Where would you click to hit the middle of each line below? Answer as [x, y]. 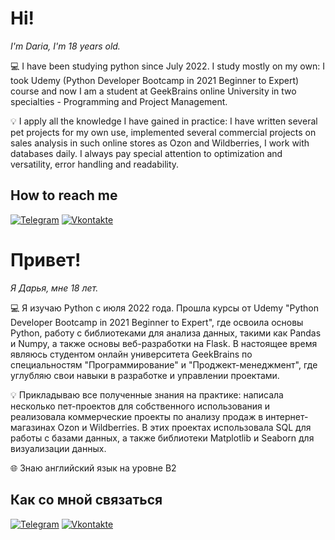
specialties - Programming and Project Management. [119, 101]
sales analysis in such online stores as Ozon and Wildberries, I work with [160, 143]
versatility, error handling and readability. [95, 164]
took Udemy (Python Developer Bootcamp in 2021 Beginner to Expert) [155, 80]
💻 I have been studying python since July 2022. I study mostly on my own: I [167, 66]
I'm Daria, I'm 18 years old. [65, 46]
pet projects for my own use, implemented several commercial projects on [163, 132]
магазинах [33, 427]
